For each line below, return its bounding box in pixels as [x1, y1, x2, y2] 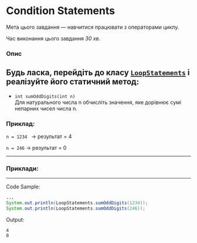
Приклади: [6, 164, 39, 173]
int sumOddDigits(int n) [14, 93, 76, 99]
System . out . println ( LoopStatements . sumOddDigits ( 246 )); [6, 205, 145, 212]
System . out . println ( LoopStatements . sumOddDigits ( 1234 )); [6, 200, 148, 206]
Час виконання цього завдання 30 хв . [6, 35, 101, 42]
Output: [6, 216, 25, 223]
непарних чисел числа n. [14, 104, 77, 112]
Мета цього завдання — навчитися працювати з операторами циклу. [6, 23, 179, 31]
